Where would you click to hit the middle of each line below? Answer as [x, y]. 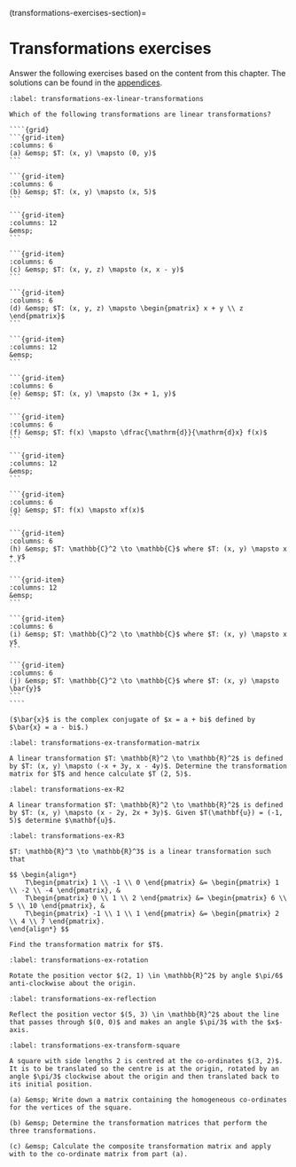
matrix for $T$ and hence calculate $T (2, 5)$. [101, 774]
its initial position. [51, 1084]
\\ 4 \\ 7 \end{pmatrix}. [57, 921]
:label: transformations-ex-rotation [79, 960]
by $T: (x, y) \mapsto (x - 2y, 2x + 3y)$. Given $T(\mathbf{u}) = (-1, [146, 812]
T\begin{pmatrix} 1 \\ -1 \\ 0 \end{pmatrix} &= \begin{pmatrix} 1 [152, 882]
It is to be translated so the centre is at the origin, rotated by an [144, 1069]
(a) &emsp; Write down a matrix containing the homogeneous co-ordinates [148, 1100]
